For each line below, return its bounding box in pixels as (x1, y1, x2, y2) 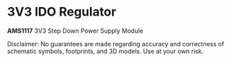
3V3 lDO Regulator (7, 4, 116, 20)
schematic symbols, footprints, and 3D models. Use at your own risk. (7, 47, 204, 55)
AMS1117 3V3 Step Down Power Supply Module (7, 27, 144, 35)
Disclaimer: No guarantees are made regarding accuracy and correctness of (7, 40, 225, 48)
